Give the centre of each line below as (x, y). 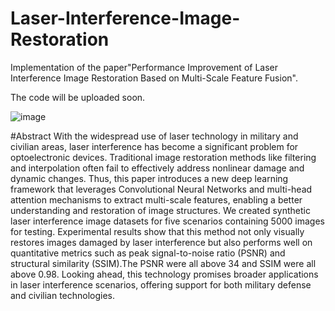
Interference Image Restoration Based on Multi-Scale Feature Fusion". (154, 78)
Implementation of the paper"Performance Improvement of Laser (144, 67)
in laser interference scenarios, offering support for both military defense (161, 284)
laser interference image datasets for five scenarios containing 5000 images (167, 221)
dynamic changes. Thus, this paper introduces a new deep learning (149, 178)
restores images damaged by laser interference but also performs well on (161, 242)
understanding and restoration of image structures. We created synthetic (160, 210)
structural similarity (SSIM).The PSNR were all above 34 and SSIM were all (163, 263)
